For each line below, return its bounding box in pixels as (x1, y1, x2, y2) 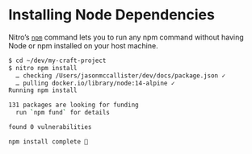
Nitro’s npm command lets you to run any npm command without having (8, 32, 244, 42)
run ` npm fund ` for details (15, 109, 111, 117)
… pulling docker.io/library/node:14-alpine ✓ (15, 79, 175, 87)
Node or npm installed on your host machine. (8, 40, 159, 50)
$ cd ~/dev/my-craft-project (8, 56, 107, 65)
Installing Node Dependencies (8, 6, 216, 24)
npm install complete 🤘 (8, 137, 89, 146)
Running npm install (8, 86, 78, 94)
